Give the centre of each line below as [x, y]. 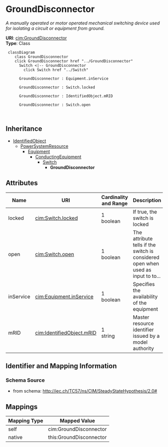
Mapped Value [77, 421]
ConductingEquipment [58, 157]
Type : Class [18, 43]
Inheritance [24, 129]
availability [145, 296]
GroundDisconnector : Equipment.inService [64, 78]
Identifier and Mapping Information [61, 366]
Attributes [22, 183]
